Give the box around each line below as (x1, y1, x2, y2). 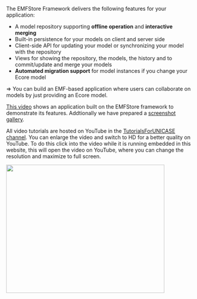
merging (14, 29, 37, 36)
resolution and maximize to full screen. (6, 153, 101, 160)
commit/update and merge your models (14, 61, 112, 68)
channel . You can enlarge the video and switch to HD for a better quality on (6, 134, 191, 141)
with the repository (14, 48, 61, 56)
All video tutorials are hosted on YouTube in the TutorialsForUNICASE (6, 128, 176, 134)
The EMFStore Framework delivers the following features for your (6, 5, 167, 12)
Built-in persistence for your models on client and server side (14, 36, 165, 42)
